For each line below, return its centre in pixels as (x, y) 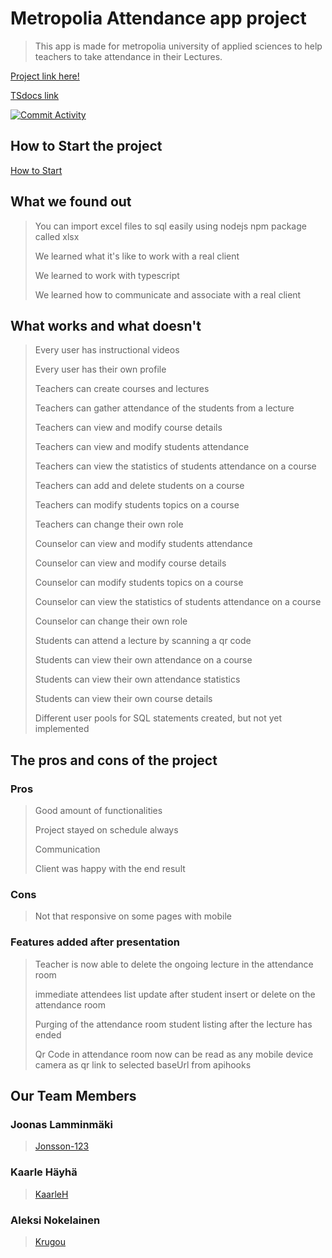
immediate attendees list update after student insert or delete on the (175, 994)
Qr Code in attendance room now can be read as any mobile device (174, 1054)
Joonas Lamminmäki (61, 1124)
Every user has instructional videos (107, 350)
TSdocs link (35, 95)
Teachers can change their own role (109, 524)
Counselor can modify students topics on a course (139, 583)
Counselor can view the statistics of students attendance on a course (178, 602)
